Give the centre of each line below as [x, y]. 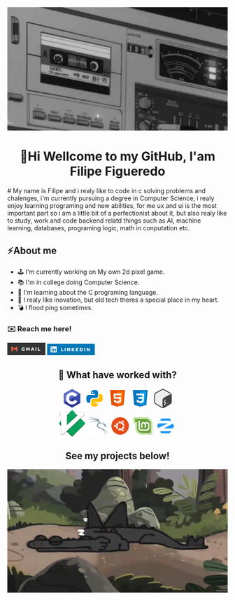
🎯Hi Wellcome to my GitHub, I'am [117, 156]
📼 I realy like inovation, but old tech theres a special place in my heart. [118, 300]
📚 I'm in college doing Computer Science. [78, 282]
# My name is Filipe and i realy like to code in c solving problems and [107, 191]
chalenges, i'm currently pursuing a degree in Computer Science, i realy [111, 198]
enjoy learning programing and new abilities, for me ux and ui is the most [112, 206]
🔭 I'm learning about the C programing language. [88, 292]
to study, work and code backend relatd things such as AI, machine [104, 221]
